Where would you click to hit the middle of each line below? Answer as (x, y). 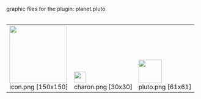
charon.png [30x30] (103, 87)
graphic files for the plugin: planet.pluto (56, 9)
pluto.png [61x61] (165, 87)
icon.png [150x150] (39, 87)
